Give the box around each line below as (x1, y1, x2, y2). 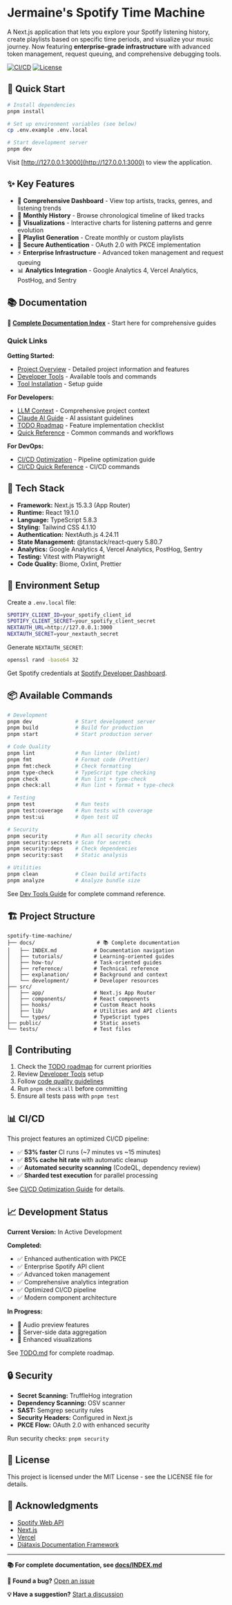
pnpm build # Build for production (7, 724, 144, 732)
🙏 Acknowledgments (7, 1500, 99, 1512)
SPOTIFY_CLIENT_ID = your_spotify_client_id (7, 611, 131, 618)
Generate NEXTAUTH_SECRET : (7, 643, 84, 652)
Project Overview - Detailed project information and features (17, 365, 190, 373)
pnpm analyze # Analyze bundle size (7, 877, 140, 884)
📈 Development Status (7, 1206, 108, 1217)
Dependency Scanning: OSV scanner (17, 1398, 126, 1407)
